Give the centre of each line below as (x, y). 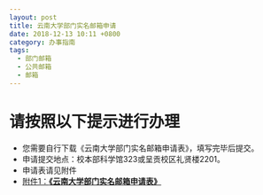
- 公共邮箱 (35, 67)
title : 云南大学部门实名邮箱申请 (63, 26)
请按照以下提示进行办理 (95, 121)
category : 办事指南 (43, 42)
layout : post (33, 17)
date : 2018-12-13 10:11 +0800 (65, 34)
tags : (19, 51)
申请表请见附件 (49, 170)
